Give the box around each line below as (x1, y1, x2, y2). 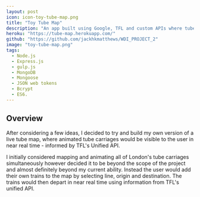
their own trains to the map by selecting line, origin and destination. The (6, 172, 182, 179)
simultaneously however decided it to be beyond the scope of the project (6, 160, 186, 167)
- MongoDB (11, 69, 36, 75)
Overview (6, 113, 43, 123)
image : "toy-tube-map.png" (6, 42, 73, 48)
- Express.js (11, 58, 44, 64)
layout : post (6, 8, 39, 15)
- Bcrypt (11, 86, 33, 92)
